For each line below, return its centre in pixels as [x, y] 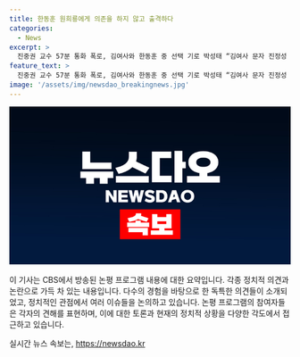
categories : [31, 28]
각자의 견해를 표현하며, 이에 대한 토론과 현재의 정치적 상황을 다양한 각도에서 [150, 313]
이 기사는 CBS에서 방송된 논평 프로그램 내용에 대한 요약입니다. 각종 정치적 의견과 [149, 280]
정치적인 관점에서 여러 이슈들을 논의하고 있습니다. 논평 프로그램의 [141, 303]
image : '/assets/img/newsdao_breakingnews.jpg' [100, 85]
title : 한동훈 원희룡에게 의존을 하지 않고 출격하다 [92, 19]
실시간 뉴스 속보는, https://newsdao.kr [77, 344]
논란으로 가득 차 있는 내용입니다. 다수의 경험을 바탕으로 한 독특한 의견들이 [137, 291]
